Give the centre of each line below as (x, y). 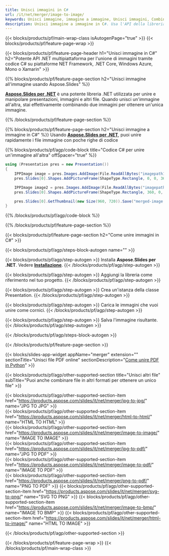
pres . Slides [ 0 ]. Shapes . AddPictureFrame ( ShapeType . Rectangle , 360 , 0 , (89, 192)
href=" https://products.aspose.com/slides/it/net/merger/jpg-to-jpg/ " (76, 401)
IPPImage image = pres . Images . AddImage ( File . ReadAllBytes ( (77, 174)
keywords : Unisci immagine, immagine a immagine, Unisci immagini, (77, 19)
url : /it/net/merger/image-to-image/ (45, 15)
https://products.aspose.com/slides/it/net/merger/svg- (103, 491)
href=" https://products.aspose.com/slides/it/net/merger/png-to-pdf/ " (77, 481)
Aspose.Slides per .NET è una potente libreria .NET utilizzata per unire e (80, 94)
